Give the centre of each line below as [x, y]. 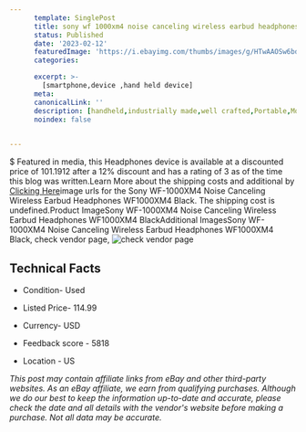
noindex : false [62, 120]
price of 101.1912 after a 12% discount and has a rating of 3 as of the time [146, 172]
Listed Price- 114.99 [60, 308]
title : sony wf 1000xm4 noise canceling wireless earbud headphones [166, 26]
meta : [44, 94]
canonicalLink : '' [68, 102]
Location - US [49, 361]
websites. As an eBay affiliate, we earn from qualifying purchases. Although [153, 388]
